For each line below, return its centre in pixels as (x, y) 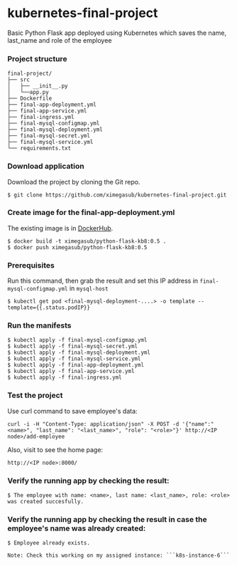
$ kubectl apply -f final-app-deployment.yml (76, 365)
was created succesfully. (45, 502)
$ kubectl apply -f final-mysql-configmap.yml (77, 340)
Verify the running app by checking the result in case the (107, 519)
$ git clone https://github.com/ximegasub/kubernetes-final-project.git (117, 195)
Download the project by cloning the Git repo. (74, 182)
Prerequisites (31, 265)
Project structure (37, 58)
